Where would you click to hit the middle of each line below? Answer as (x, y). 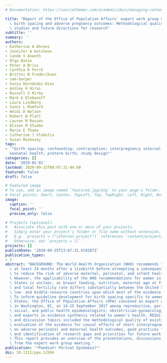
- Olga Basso (19, 60)
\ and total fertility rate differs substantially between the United (84, 288)
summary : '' (17, 37)
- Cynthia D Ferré (24, 70)
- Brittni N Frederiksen (31, 75)
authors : (14, 42)
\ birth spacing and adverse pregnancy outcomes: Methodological (79, 23)
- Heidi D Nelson (23, 112)
